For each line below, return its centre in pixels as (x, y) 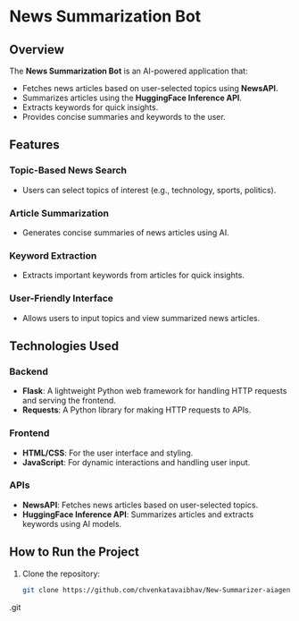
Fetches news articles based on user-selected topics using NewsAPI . (150, 88)
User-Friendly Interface (62, 299)
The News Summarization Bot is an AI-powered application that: (129, 71)
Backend (29, 371)
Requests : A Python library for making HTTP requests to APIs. (137, 410)
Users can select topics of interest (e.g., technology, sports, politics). (149, 190)
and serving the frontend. (69, 401)
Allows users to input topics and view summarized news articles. (141, 318)
